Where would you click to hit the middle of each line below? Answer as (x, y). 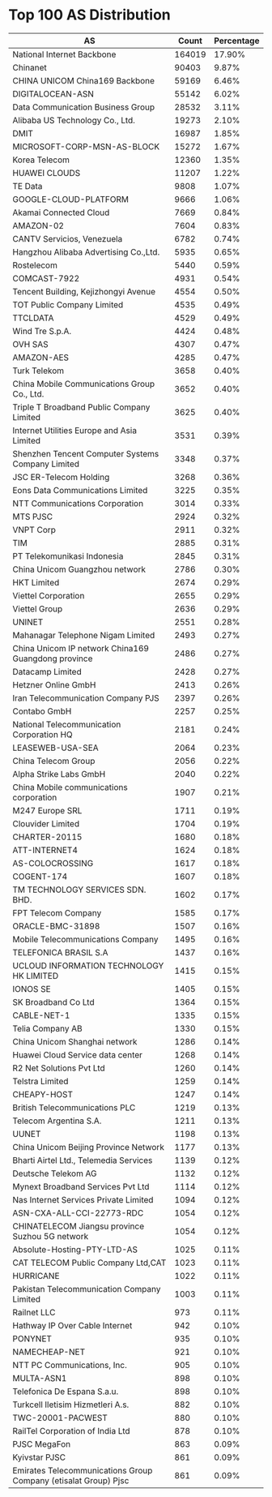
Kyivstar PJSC (39, 1457)
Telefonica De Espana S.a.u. (66, 1391)
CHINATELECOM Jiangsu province (78, 1226)
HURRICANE (36, 1276)
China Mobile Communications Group (84, 384)
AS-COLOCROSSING (53, 863)
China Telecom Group (54, 761)
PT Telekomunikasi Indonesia (68, 555)
